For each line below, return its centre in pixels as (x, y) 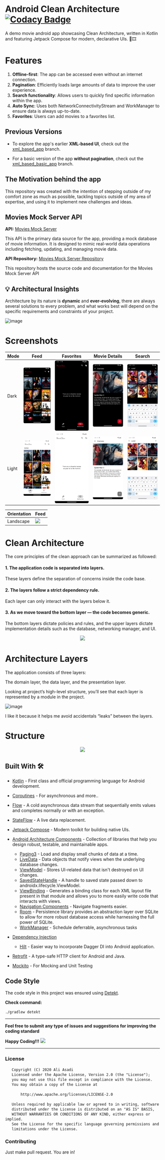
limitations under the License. (45, 1129)
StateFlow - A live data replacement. (49, 820)
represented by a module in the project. (45, 697)
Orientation (19, 514)
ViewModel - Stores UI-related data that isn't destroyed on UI (82, 870)
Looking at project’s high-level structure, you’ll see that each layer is (74, 691)
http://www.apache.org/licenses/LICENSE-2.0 (67, 1094)
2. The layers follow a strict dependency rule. (52, 590)
